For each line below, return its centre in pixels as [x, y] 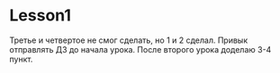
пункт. [21, 59]
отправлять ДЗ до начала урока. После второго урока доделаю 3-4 [140, 49]
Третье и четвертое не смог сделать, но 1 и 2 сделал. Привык [129, 40]
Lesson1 [41, 16]
